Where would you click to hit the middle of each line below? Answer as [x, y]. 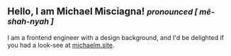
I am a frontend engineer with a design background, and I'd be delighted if [116, 37]
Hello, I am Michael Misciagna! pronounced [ [103, 12]
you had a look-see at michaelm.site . [61, 45]
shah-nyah [28, 22]
